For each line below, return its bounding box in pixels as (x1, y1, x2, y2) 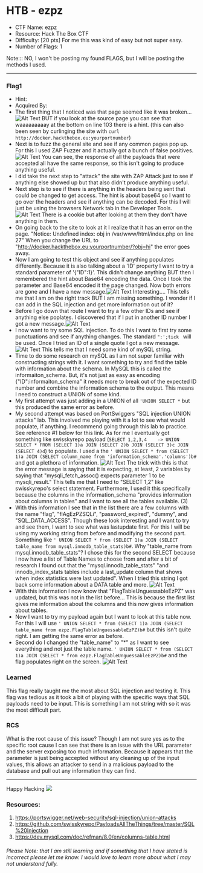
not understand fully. (6, 860, 59, 867)
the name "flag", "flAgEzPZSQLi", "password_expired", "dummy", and (14, 511, 188, 518)
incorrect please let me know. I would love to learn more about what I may (6, 853, 192, 861)
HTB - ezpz (6, 4, 63, 18)
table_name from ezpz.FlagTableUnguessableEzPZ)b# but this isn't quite (14, 626, 192, 633)
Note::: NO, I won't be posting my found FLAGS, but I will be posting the (6, 54, 184, 62)
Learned (6, 673, 31, 681)
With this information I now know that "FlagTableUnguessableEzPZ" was (14, 587, 196, 595)
